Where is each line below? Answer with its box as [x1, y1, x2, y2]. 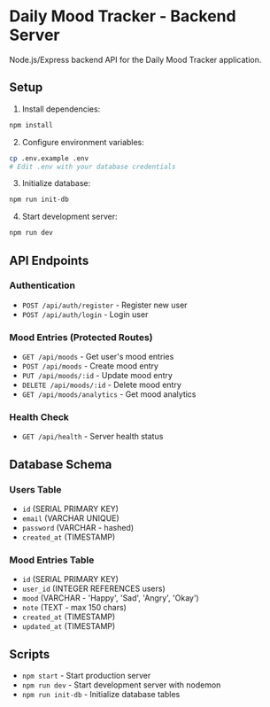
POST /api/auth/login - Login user [21, 308, 149, 320]
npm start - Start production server [21, 671, 151, 681]
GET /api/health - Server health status [21, 431, 164, 442]
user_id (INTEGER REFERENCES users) [21, 583, 166, 594]
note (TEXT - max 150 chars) [21, 602, 127, 613]
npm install [9, 120, 53, 129]
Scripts [9, 647, 50, 662]
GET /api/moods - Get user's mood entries [21, 352, 174, 362]
